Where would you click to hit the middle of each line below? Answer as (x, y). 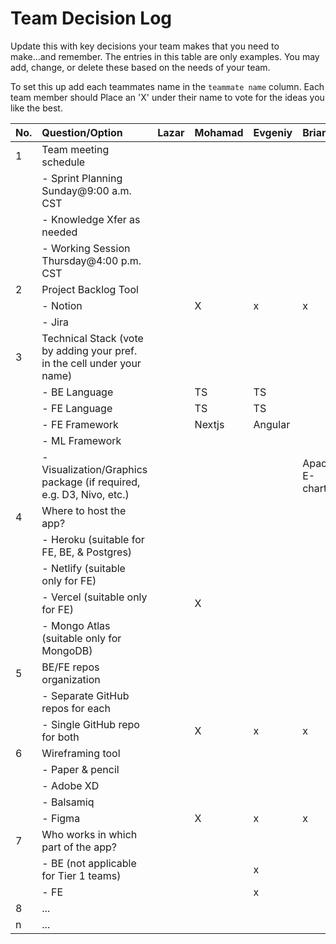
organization (71, 679)
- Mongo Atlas (76, 625)
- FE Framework (80, 424)
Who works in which (89, 834)
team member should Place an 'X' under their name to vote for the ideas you (167, 97)
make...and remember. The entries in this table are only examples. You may (165, 56)
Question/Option (82, 132)
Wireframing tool (81, 753)
